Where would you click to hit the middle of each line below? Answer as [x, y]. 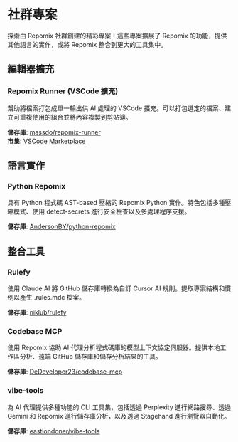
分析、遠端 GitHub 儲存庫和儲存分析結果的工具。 [91, 357]
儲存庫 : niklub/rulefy [37, 312]
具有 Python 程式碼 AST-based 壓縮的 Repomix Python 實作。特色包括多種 [116, 203]
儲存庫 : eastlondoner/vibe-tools [54, 431]
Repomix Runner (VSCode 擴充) [63, 91]
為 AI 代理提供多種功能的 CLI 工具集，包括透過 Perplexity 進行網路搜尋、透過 [119, 407]
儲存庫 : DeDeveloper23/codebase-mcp [65, 372]
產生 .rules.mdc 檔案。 [53, 297]
